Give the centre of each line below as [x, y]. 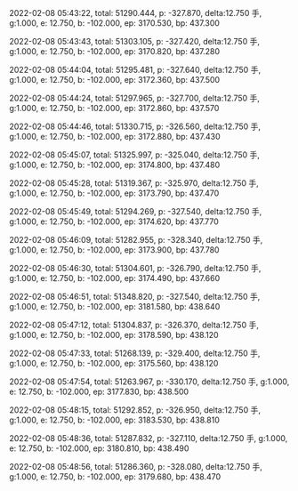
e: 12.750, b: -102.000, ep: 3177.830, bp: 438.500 [99, 391]
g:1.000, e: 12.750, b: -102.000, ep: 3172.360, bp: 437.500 [115, 80]
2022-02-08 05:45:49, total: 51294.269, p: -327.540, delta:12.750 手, [136, 211]
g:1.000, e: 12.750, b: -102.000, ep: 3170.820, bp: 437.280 [115, 51]
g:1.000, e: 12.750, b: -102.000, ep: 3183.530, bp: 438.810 [115, 420]
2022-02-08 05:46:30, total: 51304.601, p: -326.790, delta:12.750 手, [135, 268]
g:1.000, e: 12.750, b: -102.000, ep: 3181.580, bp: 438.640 [115, 306]
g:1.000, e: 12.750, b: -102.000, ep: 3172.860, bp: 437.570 [114, 108]
